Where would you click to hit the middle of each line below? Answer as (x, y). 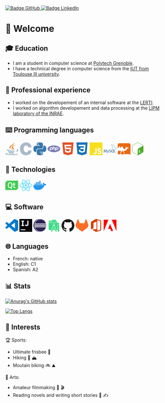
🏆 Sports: (16, 340)
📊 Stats (18, 286)
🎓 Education (27, 48)
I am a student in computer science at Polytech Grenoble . (73, 63)
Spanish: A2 (25, 270)
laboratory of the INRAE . (38, 113)
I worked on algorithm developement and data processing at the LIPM (86, 108)
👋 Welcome (30, 29)
